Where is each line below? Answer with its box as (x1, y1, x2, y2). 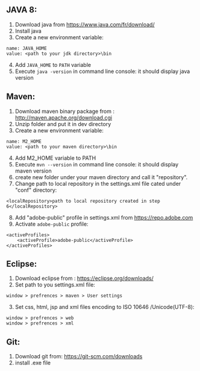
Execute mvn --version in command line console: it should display (14, 160, 179, 168)
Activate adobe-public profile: (14, 220, 89, 227)
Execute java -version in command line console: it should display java (14, 68, 190, 75)
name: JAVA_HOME (6, 45, 47, 51)
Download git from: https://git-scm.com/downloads (14, 353, 143, 360)
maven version (14, 167, 52, 174)
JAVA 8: (6, 5, 37, 15)
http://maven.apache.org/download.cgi (14, 114, 113, 121)
